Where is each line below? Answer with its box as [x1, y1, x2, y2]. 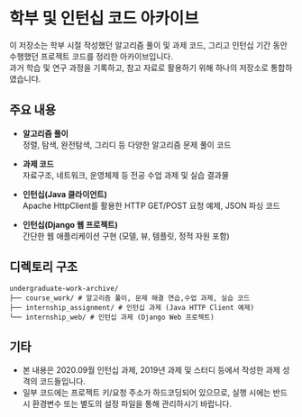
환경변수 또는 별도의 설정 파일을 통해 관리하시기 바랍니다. [32, 398, 233, 410]
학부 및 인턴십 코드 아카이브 [9, 8, 199, 29]
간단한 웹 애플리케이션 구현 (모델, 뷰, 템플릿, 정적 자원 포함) [22, 231, 230, 241]
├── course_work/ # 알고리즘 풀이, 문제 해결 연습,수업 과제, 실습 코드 [9, 294, 251, 303]
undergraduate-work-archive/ [9, 284, 119, 293]
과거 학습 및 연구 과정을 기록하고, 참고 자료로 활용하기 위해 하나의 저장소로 [9, 62, 269, 73]
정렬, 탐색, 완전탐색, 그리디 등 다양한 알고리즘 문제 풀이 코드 [22, 139, 232, 150]
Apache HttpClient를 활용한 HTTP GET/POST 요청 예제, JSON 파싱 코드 [22, 200, 281, 211]
